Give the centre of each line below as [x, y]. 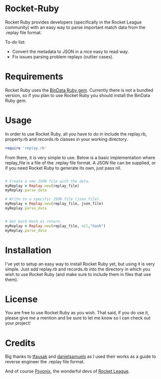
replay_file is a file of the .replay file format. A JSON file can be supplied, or [80, 163]
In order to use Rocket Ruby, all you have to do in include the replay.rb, [76, 134]
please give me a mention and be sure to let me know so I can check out [78, 318]
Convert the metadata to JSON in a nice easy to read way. [70, 51]
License [21, 299]
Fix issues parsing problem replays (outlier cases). [63, 56]
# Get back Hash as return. [34, 221]
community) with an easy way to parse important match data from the [75, 27]
